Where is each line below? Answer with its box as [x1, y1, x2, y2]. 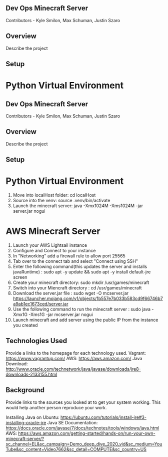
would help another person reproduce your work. [5, 404, 107, 410]
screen [12, 274, 27, 280]
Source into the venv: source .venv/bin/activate [12, 198, 110, 204]
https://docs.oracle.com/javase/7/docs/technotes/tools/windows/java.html [5, 425, 159, 431]
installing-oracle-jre [5, 419, 46, 425]
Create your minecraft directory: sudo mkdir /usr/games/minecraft [12, 279, 149, 285]
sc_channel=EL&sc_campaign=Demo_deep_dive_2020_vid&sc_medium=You [5, 441, 162, 447]
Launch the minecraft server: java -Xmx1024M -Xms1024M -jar [12, 203, 143, 209]
